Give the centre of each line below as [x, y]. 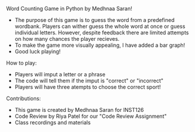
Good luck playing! [38, 51]
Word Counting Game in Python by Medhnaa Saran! [69, 9]
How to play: [22, 63]
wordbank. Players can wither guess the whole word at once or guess [100, 26]
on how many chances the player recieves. [67, 39]
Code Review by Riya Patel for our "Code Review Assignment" [91, 116]
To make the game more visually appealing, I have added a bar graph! [100, 45]
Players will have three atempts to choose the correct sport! [88, 87]
